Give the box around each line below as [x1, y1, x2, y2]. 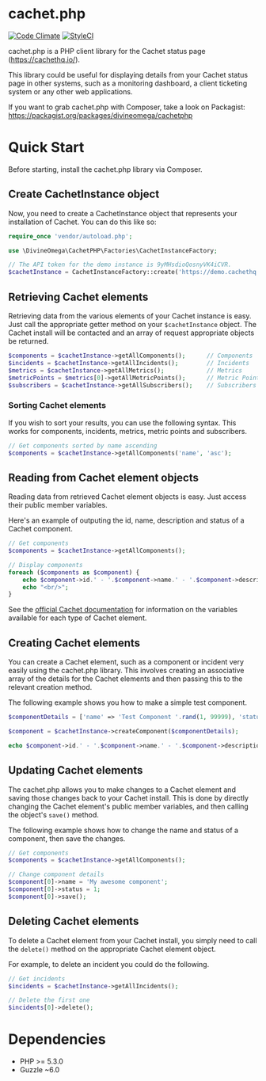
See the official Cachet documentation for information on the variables [8, 605, 238, 615]
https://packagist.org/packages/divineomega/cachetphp [8, 110, 193, 120]
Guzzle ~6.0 [19, 1065, 60, 1075]
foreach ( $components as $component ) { [8, 568, 140, 577]
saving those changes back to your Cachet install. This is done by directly [8, 793, 249, 802]
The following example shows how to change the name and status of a [8, 825, 239, 835]
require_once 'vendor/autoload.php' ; [8, 232, 133, 240]
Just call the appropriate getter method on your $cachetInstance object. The [8, 320, 257, 329]
